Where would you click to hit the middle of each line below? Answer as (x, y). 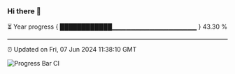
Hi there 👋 (24, 11)
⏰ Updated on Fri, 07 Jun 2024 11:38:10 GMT (72, 50)
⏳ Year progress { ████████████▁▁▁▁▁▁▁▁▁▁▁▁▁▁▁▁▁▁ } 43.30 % (117, 27)
